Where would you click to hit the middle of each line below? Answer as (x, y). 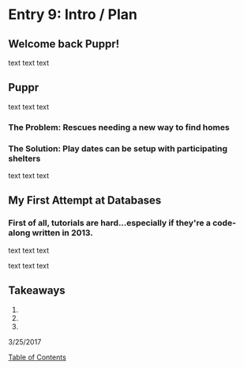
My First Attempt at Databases (85, 201)
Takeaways (37, 291)
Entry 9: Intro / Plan (73, 15)
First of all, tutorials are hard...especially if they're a (110, 223)
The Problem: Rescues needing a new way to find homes (119, 127)
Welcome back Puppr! (64, 44)
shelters (24, 158)
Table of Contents (38, 357)
